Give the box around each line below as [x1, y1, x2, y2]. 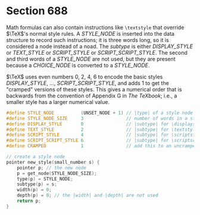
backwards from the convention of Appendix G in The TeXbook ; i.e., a [6, 92, 177, 99]
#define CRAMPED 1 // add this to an [6, 143, 171, 149]
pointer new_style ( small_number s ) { [6, 159, 100, 165]
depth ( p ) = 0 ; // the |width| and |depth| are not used [17, 192, 159, 198]
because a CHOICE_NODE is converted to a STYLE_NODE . [6, 61, 150, 69]
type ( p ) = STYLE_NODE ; [17, 176, 73, 182]
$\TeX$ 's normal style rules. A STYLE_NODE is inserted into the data [6, 30, 174, 37]
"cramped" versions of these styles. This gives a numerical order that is [6, 86, 182, 93]
